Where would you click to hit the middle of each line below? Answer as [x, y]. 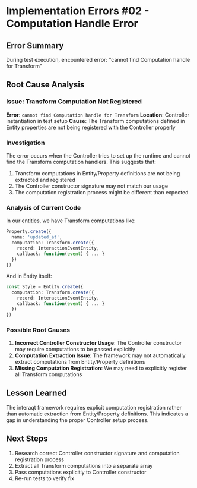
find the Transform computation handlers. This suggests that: [81, 162]
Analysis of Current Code [44, 207]
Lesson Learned [36, 393]
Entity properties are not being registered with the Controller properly [91, 127]
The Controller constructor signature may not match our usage [91, 186]
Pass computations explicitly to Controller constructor [80, 472]
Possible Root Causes [38, 330]
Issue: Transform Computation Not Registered [74, 102]
